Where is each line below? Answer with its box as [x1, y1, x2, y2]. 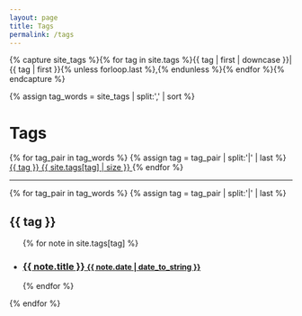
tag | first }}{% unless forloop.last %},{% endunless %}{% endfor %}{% [17, 64, 285, 75]
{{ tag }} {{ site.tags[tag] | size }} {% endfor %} [9, 162, 184, 173]
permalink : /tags [9, 30, 75, 39]
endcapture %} [9, 74, 66, 85]
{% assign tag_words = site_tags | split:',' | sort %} [9, 91, 196, 102]
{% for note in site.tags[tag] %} [22, 238, 139, 248]
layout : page [9, 13, 58, 23]
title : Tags [9, 22, 54, 31]
